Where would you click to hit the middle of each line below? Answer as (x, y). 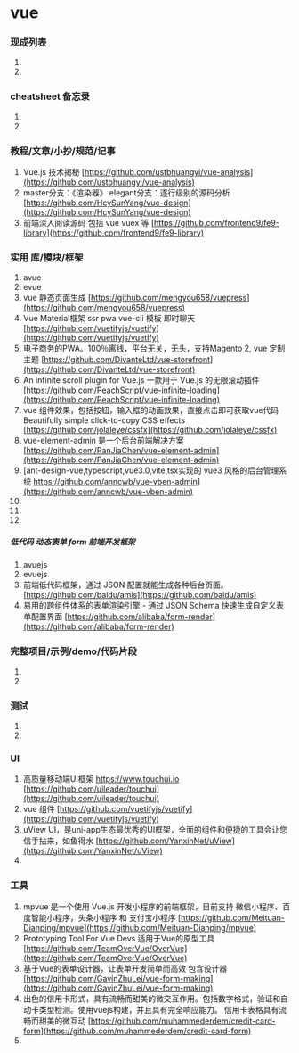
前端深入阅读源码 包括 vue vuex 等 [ (89, 223)
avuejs (35, 565)
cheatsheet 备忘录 (50, 96)
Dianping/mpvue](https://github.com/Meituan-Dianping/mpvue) (140, 927)
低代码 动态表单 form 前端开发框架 (73, 542)
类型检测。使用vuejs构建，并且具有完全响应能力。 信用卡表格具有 (159, 1009)
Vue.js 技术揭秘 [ (54, 172)
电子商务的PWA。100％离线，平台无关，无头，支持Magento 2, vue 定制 (154, 348)
